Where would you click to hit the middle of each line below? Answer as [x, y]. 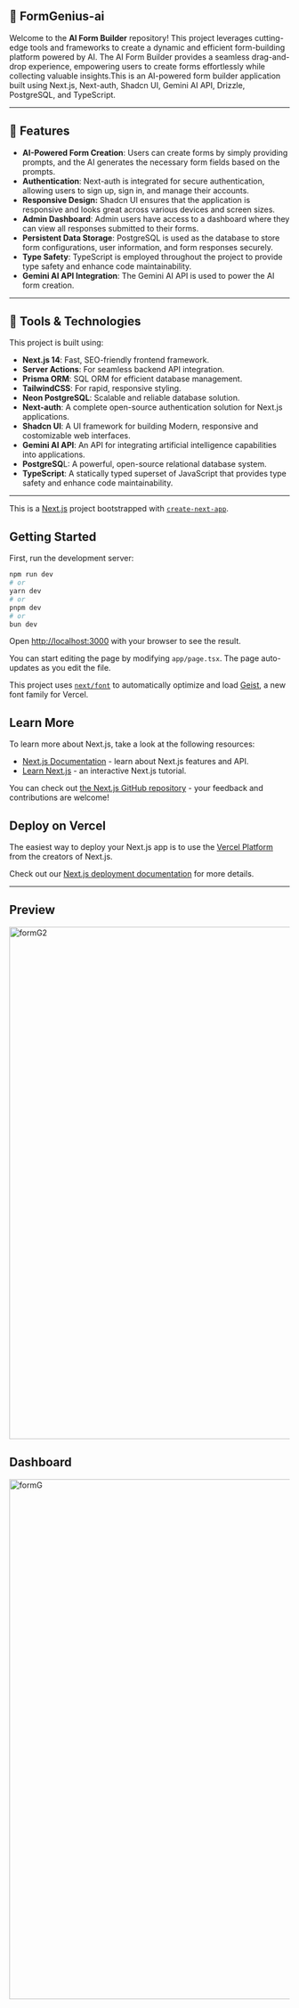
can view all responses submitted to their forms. [110, 228]
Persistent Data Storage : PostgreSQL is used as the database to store [151, 238]
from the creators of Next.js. [61, 857]
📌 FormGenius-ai [57, 16]
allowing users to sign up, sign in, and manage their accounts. [135, 190]
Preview [32, 910]
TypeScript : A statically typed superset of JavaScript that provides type [154, 474]
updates [24, 668]
